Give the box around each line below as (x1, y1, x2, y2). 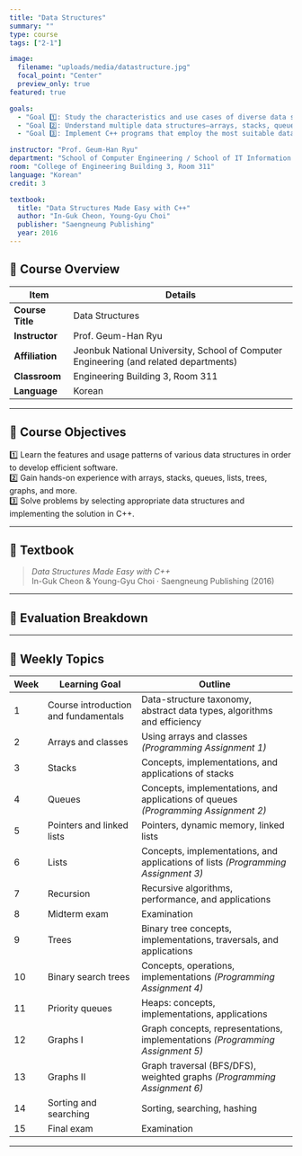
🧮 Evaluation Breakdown (9, 610, 148, 626)
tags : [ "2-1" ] (9, 38, 63, 48)
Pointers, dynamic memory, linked (140, 819, 285, 831)
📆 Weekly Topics (9, 651, 105, 666)
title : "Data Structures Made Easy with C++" (17, 203, 191, 212)
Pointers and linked (48, 819, 129, 831)
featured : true (9, 87, 67, 97)
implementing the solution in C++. (9, 508, 135, 519)
